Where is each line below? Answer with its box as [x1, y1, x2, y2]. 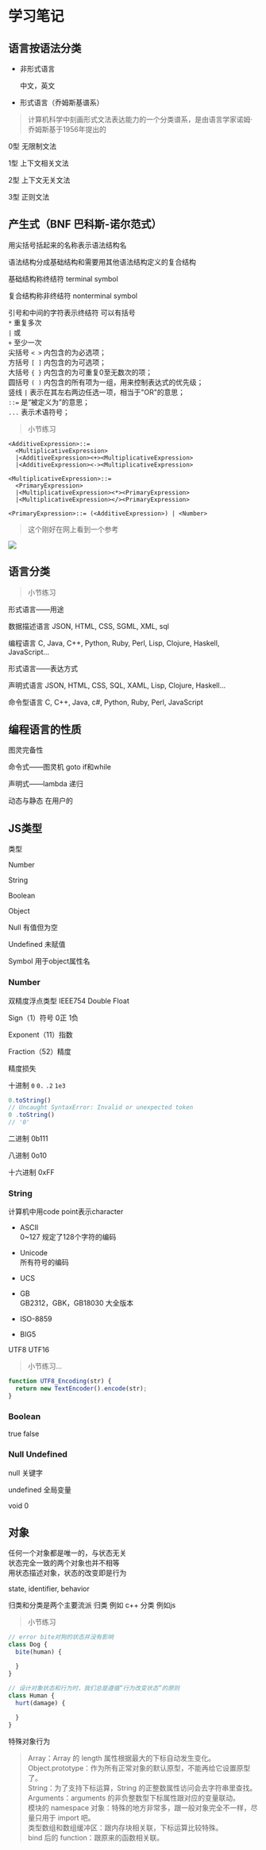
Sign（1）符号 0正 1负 [8, 1013, 79, 1022]
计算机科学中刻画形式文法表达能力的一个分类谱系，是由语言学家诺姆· [27, 114, 253, 124]
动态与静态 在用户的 [8, 796, 73, 805]
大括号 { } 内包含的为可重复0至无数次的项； [8, 367, 153, 377]
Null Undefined [8, 1449, 67, 1460]
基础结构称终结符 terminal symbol [8, 273, 119, 283]
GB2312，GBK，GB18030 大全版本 [19, 1298, 134, 1308]
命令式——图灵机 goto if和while [8, 762, 111, 772]
